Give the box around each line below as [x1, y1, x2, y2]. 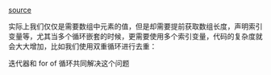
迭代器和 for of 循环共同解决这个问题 [8, 58, 130, 68]
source [8, 6, 32, 14]
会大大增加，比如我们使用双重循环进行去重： [8, 41, 157, 51]
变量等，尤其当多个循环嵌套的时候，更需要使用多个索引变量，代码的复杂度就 [8, 32, 263, 41]
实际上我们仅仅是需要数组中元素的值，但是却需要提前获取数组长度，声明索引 [8, 22, 263, 31]
